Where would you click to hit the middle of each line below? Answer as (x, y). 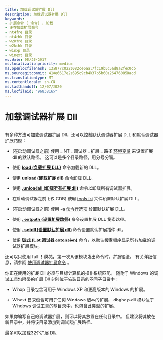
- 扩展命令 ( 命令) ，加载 (29, 23)
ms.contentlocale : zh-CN (30, 82)
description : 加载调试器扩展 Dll (36, 14)
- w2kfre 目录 (19, 41)
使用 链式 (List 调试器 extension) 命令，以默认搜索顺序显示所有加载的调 (84, 240)
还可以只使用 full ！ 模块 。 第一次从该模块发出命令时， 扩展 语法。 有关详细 (79, 256)
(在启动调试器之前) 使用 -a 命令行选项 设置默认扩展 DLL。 (70, 209)
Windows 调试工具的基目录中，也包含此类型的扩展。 (65, 306)
